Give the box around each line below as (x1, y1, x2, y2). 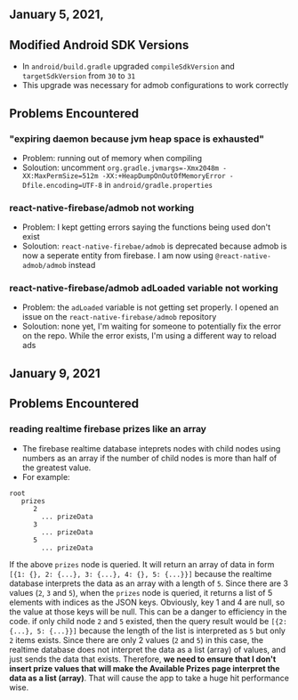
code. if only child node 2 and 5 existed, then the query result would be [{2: (9, 615, 287, 626)
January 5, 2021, (9, 7, 104, 22)
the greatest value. (21, 462, 92, 473)
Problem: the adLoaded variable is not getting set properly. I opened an (21, 302, 278, 313)
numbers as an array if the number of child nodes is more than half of (21, 452, 278, 463)
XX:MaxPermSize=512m (21, 171, 99, 181)
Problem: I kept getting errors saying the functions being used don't (21, 222, 271, 232)
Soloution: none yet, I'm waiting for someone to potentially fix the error (21, 321, 282, 332)
